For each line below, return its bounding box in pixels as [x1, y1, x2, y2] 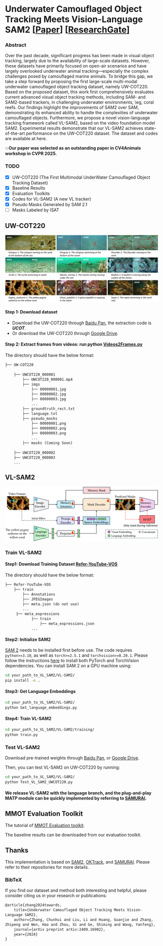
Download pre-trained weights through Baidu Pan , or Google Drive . [5, 755, 140, 761]
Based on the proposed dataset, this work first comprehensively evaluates [5, 89, 154, 95]
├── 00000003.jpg [31, 397, 67, 401]
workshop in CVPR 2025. [5, 150, 57, 157]
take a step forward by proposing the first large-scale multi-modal [5, 79, 138, 84]
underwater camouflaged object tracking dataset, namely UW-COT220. [5, 84, 148, 90]
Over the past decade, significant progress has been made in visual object [5, 53, 154, 59]
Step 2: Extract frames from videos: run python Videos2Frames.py [5, 341, 143, 347]
